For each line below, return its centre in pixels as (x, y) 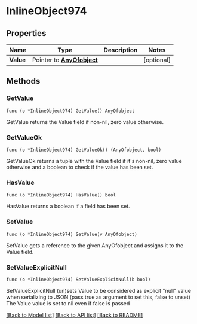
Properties (26, 33)
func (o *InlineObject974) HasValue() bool (61, 195)
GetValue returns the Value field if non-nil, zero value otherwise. (85, 122)
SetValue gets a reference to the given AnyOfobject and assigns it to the (95, 245)
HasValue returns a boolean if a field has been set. (68, 206)
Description (121, 50)
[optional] (157, 60)
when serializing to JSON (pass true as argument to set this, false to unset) (98, 297)
